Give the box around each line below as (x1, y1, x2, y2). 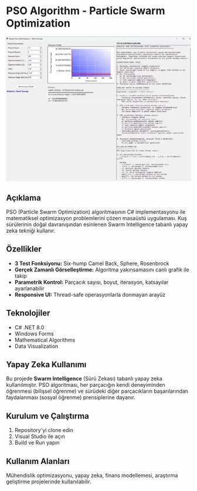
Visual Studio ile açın (14, 433, 66, 440)
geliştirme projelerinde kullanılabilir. (6, 478, 92, 485)
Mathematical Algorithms (14, 336, 76, 343)
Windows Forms (14, 330, 54, 337)
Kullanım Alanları (6, 456, 70, 466)
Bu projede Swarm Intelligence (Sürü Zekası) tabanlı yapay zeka (6, 375, 162, 382)
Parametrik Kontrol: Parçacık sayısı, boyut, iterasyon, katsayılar (14, 278, 169, 286)
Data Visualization (14, 343, 59, 350)
